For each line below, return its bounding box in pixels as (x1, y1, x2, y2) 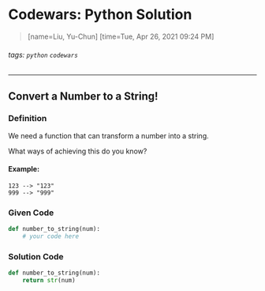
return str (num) (22, 277, 77, 285)
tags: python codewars (8, 50, 79, 59)
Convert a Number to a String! (8, 89, 159, 103)
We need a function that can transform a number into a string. (8, 130, 209, 140)
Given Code (8, 207, 54, 218)
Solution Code (8, 251, 65, 262)
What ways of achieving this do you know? (8, 146, 147, 156)
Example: (8, 164, 40, 174)
